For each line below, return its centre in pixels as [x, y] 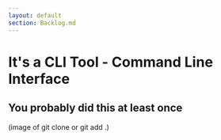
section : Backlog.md [42, 23]
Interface [39, 79]
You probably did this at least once [95, 108]
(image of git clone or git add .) [59, 127]
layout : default [35, 15]
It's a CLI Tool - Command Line [111, 62]
